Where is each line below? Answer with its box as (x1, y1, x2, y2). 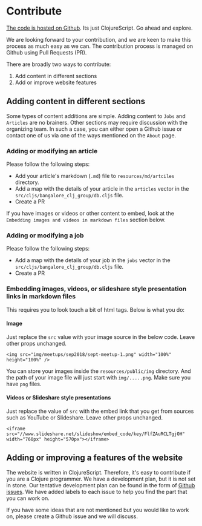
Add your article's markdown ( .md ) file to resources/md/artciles (15, 173, 175, 180)
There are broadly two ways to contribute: (6, 61, 111, 68)
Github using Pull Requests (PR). (6, 48, 87, 56)
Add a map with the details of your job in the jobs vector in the (15, 257, 171, 264)
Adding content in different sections (6, 96, 146, 107)
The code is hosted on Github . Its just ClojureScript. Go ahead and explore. (6, 24, 193, 31)
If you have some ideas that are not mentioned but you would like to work (6, 506, 189, 513)
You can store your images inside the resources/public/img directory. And (6, 367, 192, 375)
